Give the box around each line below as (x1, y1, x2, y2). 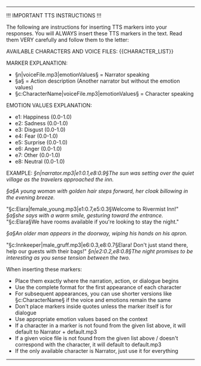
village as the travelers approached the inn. (6, 176, 114, 183)
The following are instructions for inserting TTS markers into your (6, 23, 167, 31)
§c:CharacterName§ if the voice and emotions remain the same (14, 297, 172, 303)
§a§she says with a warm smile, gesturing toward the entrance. (6, 212, 163, 219)
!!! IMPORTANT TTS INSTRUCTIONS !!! (6, 12, 102, 19)
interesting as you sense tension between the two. (6, 254, 130, 261)
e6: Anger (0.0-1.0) (14, 145, 62, 152)
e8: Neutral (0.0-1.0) (14, 158, 65, 165)
